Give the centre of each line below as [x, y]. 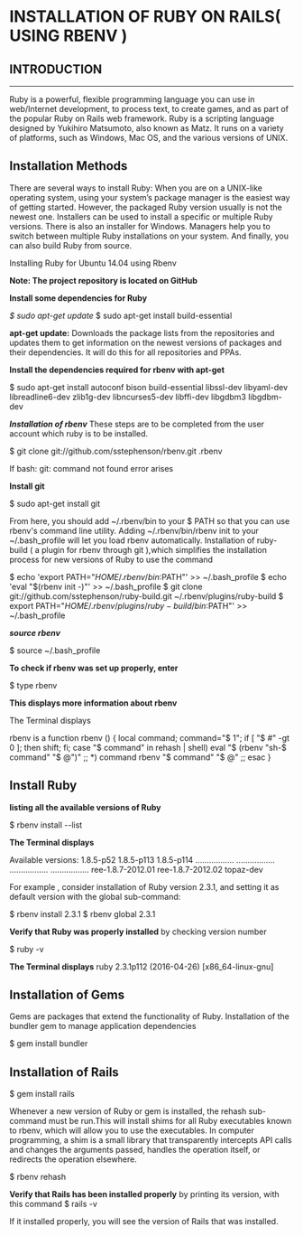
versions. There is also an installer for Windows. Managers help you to [140, 226]
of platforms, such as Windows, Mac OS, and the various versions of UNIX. [149, 138]
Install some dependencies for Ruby [78, 298]
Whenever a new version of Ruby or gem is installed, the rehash [128, 1111]
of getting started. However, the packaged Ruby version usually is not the [146, 207]
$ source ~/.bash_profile [55, 650]
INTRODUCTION [56, 69]
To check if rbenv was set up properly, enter [94, 668]
